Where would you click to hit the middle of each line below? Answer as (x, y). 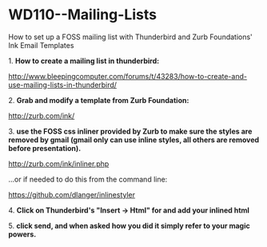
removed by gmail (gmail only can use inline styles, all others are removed (134, 139)
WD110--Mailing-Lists (83, 15)
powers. (22, 234)
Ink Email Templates (41, 45)
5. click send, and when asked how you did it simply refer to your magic (129, 225)
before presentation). (45, 148)
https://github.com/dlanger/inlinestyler (72, 194)
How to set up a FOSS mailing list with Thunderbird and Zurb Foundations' (131, 37)
